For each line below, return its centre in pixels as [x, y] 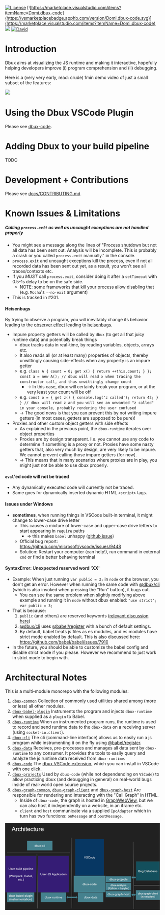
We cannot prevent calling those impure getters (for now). [78, 455]
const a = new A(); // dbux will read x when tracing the [80, 377]
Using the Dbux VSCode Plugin [69, 113]
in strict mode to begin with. [41, 657]
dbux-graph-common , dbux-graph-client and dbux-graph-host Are [76, 790]
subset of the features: [28, 83]
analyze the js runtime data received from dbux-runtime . [69, 758]
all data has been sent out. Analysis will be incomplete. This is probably [84, 250]
